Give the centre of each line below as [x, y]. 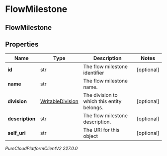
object [91, 136]
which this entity [102, 101]
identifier [94, 73]
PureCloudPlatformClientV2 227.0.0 [42, 149]
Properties [22, 44]
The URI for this [101, 130]
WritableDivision [59, 101]
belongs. [93, 108]
